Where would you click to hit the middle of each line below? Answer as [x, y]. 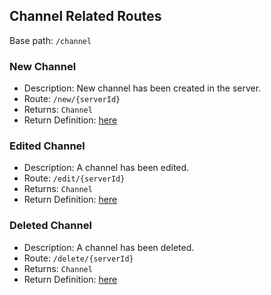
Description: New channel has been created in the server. [142, 88]
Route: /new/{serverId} [72, 99]
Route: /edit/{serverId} [74, 178]
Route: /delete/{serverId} [78, 258]
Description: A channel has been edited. [106, 168]
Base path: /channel [50, 40]
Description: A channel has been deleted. [109, 247]
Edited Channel [47, 146]
